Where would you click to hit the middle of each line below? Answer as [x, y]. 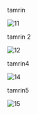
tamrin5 [18, 90]
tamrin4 [18, 64]
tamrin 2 [19, 37]
